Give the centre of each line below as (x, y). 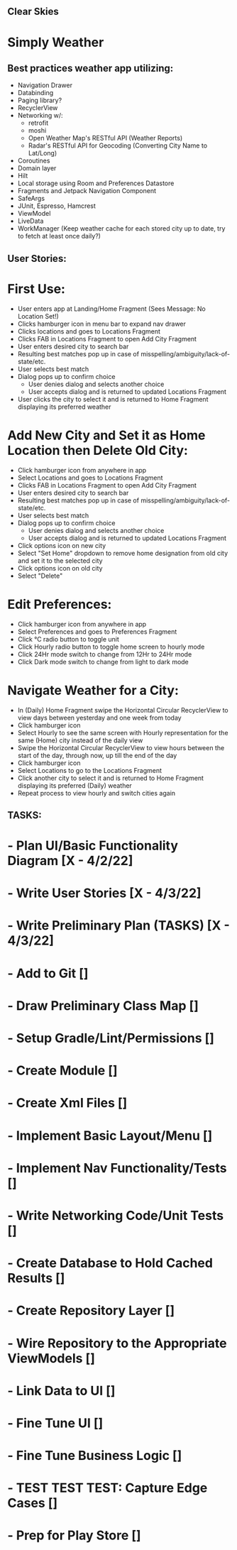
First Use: (37, 288)
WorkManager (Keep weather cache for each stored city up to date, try (121, 229)
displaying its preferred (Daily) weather (75, 785)
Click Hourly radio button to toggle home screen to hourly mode (111, 647)
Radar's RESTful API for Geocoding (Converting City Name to (118, 145)
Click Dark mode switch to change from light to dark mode (103, 661)
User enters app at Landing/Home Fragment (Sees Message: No (111, 309)
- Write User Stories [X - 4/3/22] (104, 893)
